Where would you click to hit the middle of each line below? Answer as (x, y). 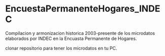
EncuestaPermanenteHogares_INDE (83, 9)
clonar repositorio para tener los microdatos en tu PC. (61, 48)
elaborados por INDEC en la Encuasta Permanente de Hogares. (71, 38)
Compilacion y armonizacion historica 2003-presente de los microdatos (80, 33)
